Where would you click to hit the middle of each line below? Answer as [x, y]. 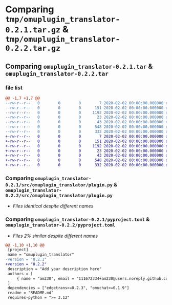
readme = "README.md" [30, 293]
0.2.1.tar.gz [33, 30]
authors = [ [20, 274]
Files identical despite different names [53, 206]
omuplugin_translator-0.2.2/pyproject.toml [60, 225]
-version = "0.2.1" [26, 260]
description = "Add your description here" [55, 269]
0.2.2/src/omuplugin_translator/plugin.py [59, 195]
